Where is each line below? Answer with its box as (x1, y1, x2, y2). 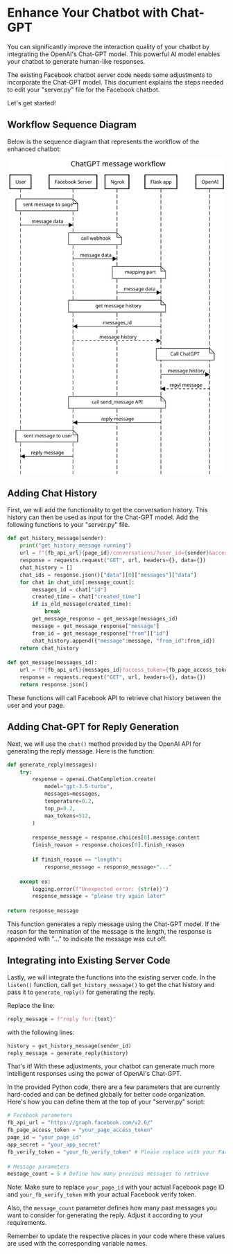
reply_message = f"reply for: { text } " (7, 1016, 116, 1022)
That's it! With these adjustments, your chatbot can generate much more (7, 1062, 215, 1070)
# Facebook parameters (7, 1112, 73, 1119)
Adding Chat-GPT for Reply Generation (7, 721, 179, 733)
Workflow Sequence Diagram (7, 119, 137, 131)
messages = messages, (44, 790, 101, 798)
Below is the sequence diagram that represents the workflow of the (7, 137, 200, 146)
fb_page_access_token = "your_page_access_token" (7, 1126, 154, 1134)
